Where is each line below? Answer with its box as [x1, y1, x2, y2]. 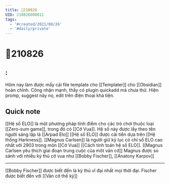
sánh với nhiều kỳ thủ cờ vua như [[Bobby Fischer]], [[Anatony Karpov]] [5, 153, 154, 159]
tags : [5, 17, 17, 22]
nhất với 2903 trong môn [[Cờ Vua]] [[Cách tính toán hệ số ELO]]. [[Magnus [5, 142, 163, 148]
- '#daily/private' [10, 26, 51, 31]
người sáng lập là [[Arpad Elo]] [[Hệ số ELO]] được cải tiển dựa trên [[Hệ [5, 131, 156, 137]
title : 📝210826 [5, 7, 37, 13]
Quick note [5, 107, 40, 116]
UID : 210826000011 [5, 12, 44, 17]
